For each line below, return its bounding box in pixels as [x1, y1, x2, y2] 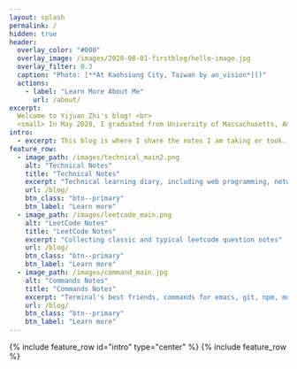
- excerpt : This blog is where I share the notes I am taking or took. [17, 136, 287, 145]
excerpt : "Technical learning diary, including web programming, [25, 178, 271, 187]
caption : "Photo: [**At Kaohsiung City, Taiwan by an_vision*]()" [17, 71, 267, 80]
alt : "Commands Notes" [25, 276, 109, 285]
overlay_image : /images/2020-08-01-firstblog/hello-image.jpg [17, 54, 251, 63]
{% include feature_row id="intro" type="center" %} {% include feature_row [9, 342, 287, 352]
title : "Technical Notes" [25, 169, 121, 178]
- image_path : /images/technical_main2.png [17, 152, 179, 162]
